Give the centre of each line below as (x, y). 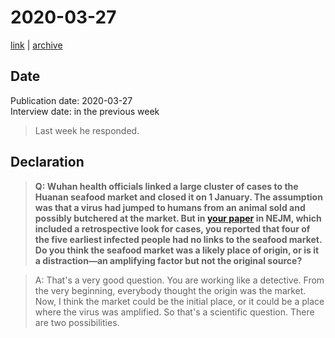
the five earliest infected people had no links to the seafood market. (178, 239)
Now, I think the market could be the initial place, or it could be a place (179, 301)
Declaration (47, 162)
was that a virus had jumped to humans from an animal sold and (170, 207)
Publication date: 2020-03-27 (71, 100)
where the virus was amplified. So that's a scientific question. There (174, 312)
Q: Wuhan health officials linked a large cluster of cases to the (166, 186)
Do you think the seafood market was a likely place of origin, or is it (177, 250)
